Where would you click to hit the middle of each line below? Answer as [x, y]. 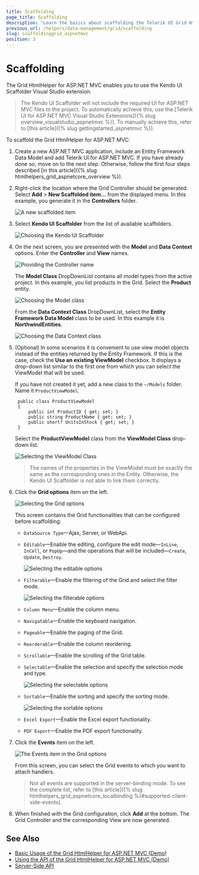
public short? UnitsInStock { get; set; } [81, 422]
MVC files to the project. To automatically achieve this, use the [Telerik [107, 109]
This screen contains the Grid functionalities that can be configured [97, 515]
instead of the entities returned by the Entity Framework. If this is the [98, 354]
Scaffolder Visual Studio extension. [49, 91]
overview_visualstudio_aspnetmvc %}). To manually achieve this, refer [106, 122]
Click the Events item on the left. [54, 742]
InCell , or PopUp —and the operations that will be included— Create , [105, 550]
